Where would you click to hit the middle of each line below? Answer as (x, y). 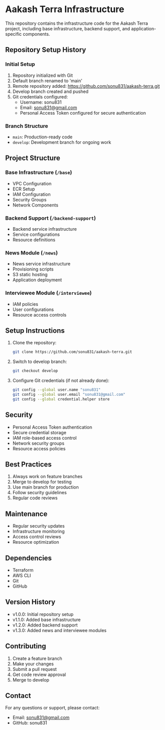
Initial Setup (20, 64)
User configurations (33, 309)
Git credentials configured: (40, 96)
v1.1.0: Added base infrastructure (47, 619)
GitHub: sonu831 (30, 723)
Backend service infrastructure (45, 229)
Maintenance (26, 514)
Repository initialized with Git (43, 75)
